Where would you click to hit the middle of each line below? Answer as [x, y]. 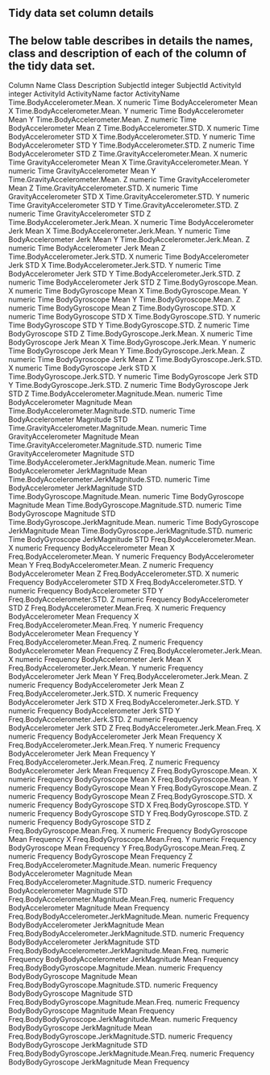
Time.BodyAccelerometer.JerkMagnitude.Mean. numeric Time [112, 462]
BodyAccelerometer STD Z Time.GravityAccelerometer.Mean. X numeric [128, 154]
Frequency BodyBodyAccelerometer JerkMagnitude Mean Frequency [124, 960]
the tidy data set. [52, 66]
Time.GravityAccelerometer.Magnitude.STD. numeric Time [105, 445]
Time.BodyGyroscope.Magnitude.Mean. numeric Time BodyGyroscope [126, 497]
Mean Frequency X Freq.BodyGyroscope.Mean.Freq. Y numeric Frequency [133, 840]
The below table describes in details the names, [131, 41]
